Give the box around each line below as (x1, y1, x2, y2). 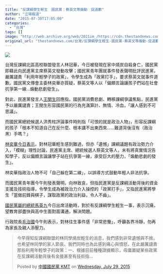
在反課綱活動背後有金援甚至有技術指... (16, 253, 93, 259)
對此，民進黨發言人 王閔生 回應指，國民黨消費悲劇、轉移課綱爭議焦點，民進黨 (5, 96, 158, 102)
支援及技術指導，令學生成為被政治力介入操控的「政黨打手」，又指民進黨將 (5, 186, 152, 192)
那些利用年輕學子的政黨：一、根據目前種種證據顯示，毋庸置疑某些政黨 (16, 247, 158, 253)
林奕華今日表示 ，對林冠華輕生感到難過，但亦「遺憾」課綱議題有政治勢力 (5, 141, 149, 147)
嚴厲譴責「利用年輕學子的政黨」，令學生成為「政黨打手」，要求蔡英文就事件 (5, 74, 154, 80)
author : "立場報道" (5, 12, 42, 16)
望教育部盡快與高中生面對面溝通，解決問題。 (5, 208, 95, 214)
